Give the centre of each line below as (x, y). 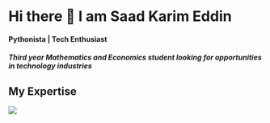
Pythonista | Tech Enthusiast (58, 39)
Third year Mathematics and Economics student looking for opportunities (135, 57)
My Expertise (42, 91)
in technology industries (51, 66)
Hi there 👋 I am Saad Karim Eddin (120, 16)
